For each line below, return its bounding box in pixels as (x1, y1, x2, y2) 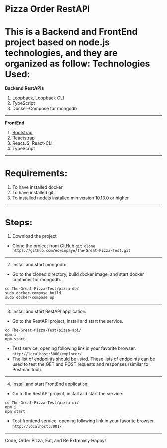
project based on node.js (5, 37, 110, 48)
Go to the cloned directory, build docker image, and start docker (12, 271, 144, 277)
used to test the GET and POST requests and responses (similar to (12, 361, 148, 367)
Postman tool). (12, 367, 43, 372)
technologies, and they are (5, 47, 118, 59)
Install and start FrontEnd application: (12, 381, 89, 387)
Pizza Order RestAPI (5, 3, 90, 15)
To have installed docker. (12, 184, 64, 190)
